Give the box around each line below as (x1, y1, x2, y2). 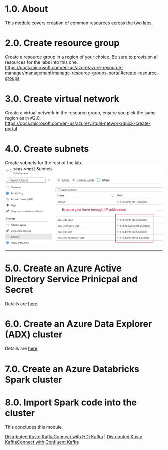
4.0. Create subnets (5, 143, 89, 154)
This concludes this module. (5, 424, 63, 430)
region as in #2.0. (5, 115, 41, 121)
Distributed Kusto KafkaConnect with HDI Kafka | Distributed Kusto (5, 433, 143, 440)
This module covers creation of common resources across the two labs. (5, 20, 153, 26)
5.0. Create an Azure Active (5, 262, 122, 274)
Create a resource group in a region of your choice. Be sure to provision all (5, 54, 159, 60)
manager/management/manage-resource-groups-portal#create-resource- (5, 70, 159, 76)
